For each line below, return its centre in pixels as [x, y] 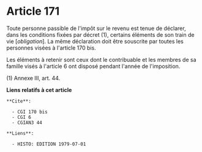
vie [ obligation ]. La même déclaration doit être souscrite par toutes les [95, 41]
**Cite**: [19, 101]
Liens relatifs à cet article [39, 89]
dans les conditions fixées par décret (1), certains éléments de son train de [100, 34]
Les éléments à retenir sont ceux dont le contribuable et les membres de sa [101, 59]
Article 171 [33, 11]
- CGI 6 [22, 117]
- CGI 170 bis [30, 112]
